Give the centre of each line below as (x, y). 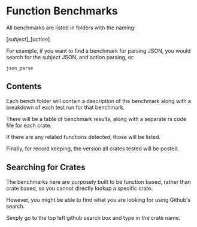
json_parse (20, 68)
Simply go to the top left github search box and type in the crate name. (93, 217)
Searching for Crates (46, 167)
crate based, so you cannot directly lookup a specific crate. (79, 188)
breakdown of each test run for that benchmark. (65, 107)
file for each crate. (29, 125)
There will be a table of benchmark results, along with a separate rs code (96, 119)
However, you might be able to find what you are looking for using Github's (99, 199)
